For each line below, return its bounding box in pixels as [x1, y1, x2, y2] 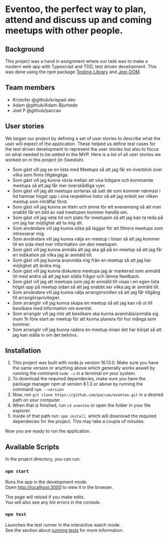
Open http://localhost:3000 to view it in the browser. [5, 484, 113, 490]
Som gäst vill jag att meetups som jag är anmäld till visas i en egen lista [12, 278, 159, 284]
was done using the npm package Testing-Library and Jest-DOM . [5, 69, 141, 75]
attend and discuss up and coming [5, 14, 152, 26]
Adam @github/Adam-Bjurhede [12, 102, 78, 108]
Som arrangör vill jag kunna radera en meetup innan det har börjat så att [12, 327, 162, 333]
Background [5, 45, 44, 53]
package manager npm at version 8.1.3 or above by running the [12, 381, 143, 387]
